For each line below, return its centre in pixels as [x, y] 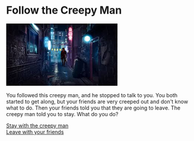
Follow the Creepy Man [64, 10]
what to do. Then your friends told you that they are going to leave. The [93, 108]
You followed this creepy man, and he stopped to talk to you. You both [92, 95]
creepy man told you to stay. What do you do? [62, 114]
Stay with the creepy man [37, 126]
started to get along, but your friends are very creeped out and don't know [97, 101]
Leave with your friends [35, 132]
